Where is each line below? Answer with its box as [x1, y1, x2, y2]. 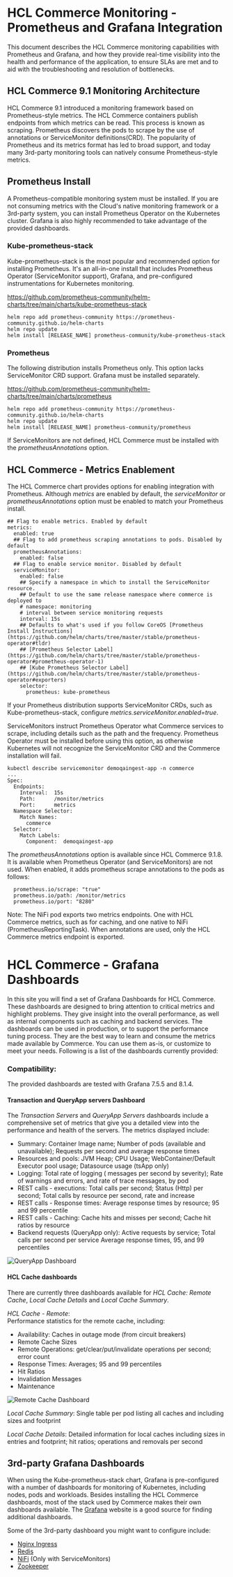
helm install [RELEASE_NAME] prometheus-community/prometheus [7, 424, 191, 431]
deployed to [7, 597, 42, 604]
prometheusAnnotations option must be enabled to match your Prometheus [7, 497, 224, 505]
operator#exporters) [7, 676, 67, 684]
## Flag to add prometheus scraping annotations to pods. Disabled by [13, 536, 223, 543]
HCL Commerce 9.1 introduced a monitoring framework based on [7, 103, 193, 112]
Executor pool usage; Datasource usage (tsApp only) [17, 1162, 169, 1170]
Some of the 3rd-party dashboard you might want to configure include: [7, 1526, 211, 1534]
